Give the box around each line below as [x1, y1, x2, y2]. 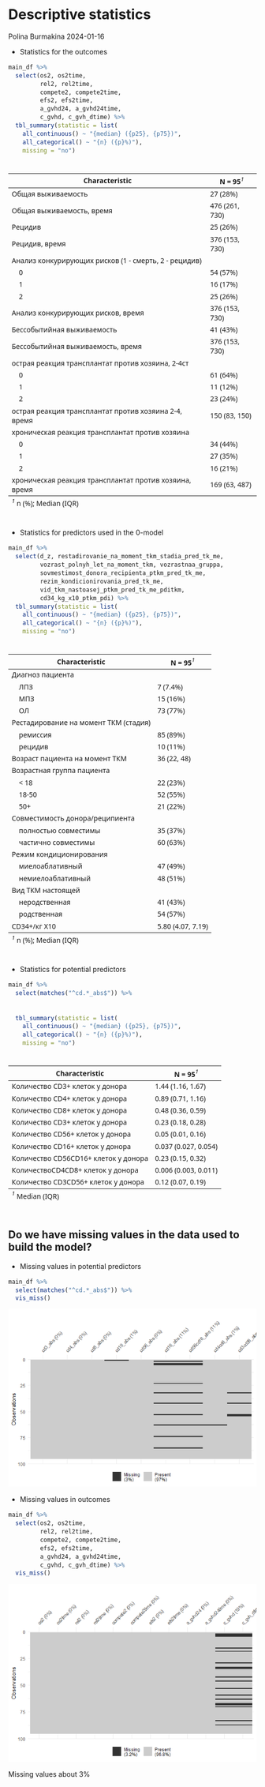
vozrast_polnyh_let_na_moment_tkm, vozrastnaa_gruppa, [39, 561, 224, 569]
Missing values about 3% [8, 1770, 91, 1779]
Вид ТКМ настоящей [11, 884, 80, 895]
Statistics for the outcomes [19, 47, 108, 56]
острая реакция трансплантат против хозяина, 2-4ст [11, 358, 189, 368]
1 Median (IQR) [11, 1189, 59, 1201]
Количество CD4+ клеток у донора [11, 1093, 128, 1103]
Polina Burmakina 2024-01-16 [8, 32, 105, 41]
